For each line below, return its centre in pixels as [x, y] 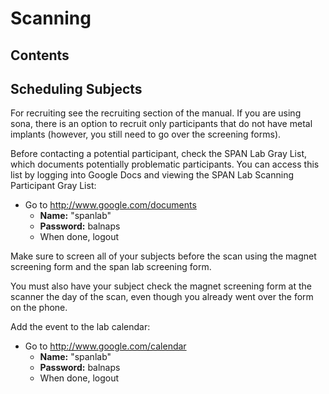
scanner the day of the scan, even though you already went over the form [162, 297]
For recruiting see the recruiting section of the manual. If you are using [156, 113]
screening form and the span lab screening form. [111, 267]
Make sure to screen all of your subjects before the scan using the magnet [163, 256]
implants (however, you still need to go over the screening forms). [146, 134]
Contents [40, 55]
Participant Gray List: [53, 186]
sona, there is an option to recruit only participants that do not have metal [161, 124]
